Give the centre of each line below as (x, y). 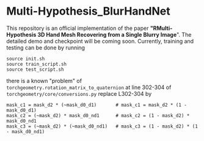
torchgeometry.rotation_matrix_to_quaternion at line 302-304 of (89, 87)
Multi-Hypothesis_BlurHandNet (88, 11)
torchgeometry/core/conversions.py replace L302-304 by (79, 93)
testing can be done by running (46, 48)
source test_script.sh (35, 69)
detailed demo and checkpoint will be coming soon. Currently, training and (100, 41)
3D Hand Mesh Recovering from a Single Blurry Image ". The (115, 34)
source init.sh (26, 59)
